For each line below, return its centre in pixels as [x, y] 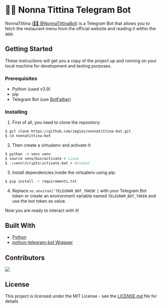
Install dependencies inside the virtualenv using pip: [64, 172]
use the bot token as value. [39, 201]
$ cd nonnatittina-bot [28, 136]
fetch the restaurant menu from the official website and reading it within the [81, 28]
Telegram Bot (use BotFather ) [41, 100]
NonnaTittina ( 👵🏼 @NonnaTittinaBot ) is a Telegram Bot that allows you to [78, 23]
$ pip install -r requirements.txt [41, 181]
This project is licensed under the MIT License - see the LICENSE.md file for [81, 296]
